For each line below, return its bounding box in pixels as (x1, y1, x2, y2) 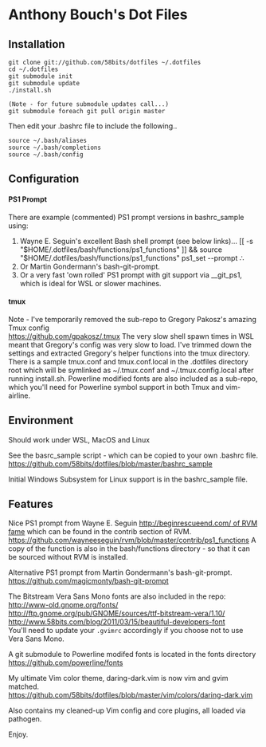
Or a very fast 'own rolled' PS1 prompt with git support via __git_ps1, (19, 269, 243, 280)
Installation (8, 37, 65, 51)
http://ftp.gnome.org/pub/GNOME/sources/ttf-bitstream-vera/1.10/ (8, 608, 225, 619)
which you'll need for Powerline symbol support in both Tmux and (8, 382, 225, 391)
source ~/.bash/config (8, 151, 84, 159)
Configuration (8, 172, 80, 186)
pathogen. (8, 714, 42, 724)
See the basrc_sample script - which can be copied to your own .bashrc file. (8, 450, 259, 460)
